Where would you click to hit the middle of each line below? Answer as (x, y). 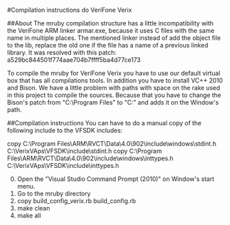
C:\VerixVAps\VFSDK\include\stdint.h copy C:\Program (85, 151)
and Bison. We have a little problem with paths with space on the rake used (114, 88)
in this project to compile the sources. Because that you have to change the (114, 95)
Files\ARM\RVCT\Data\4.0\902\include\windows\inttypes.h (90, 158)
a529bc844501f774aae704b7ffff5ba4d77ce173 (74, 60)
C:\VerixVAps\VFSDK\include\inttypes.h (63, 165)
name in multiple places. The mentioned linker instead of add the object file (114, 38)
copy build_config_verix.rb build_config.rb (76, 201)
